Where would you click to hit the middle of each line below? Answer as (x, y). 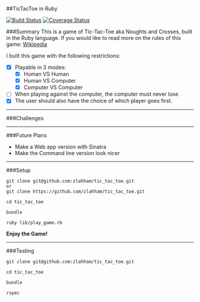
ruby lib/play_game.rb (34, 223)
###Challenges (25, 118)
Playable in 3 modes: (40, 67)
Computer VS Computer (53, 87)
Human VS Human (46, 74)
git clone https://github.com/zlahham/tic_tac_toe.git (76, 192)
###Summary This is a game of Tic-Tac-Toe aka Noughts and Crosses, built (99, 32)
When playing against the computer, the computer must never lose (96, 94)
